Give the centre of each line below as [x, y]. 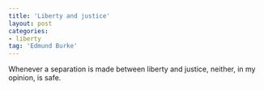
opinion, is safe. [35, 78]
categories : [28, 31]
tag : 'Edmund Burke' [43, 46]
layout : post [30, 24]
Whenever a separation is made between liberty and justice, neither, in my [132, 69]
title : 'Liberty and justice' [60, 16]
